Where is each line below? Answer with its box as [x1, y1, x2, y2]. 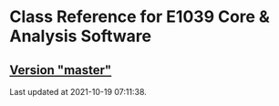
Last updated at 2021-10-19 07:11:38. [9, 87, 148, 97]
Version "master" [9, 62, 112, 78]
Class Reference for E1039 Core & [9, 6, 271, 27]
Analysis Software [9, 26, 152, 47]
